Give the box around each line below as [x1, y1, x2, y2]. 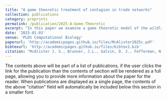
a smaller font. [5, 89, 35, 95]
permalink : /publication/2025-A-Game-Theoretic [5, 21, 106, 26]
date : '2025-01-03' [5, 30, 46, 35]
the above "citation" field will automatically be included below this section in [5, 84, 161, 90]
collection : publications [5, 12, 59, 17]
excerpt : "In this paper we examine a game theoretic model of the [5, 26, 148, 31]
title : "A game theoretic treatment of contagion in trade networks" [5, 7, 153, 12]
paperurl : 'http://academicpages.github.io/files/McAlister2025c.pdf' [5, 40, 155, 45]
